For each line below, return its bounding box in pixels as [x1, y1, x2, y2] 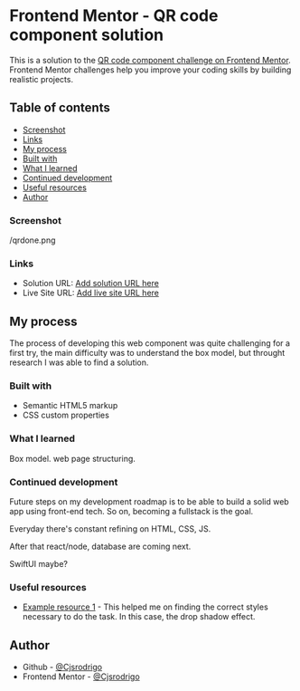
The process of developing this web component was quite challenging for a [9, 338, 291, 349]
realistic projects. [9, 73, 74, 84]
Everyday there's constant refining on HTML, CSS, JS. [9, 523, 211, 534]
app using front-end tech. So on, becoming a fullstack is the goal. [9, 506, 254, 517]
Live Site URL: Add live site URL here [22, 287, 160, 299]
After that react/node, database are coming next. [9, 541, 192, 552]
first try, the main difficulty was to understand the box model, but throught [9, 348, 286, 359]
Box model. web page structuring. [9, 453, 136, 464]
